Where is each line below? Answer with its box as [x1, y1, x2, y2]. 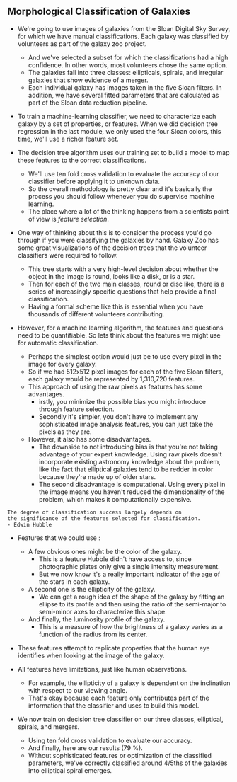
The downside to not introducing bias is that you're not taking [38, 442, 218, 451]
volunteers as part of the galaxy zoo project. [17, 39, 147, 48]
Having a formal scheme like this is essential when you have [28, 302, 204, 311]
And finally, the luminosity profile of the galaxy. [28, 615, 166, 623]
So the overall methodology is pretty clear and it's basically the [28, 184, 212, 193]
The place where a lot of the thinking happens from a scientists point [28, 207, 229, 215]
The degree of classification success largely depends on [7, 509, 182, 516]
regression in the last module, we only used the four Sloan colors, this [17, 127, 221, 135]
